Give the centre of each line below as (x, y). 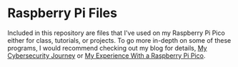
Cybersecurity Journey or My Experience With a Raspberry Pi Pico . (106, 56)
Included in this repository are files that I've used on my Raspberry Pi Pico (116, 33)
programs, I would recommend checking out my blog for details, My (107, 48)
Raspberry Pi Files (63, 13)
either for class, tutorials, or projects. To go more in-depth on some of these (119, 40)
